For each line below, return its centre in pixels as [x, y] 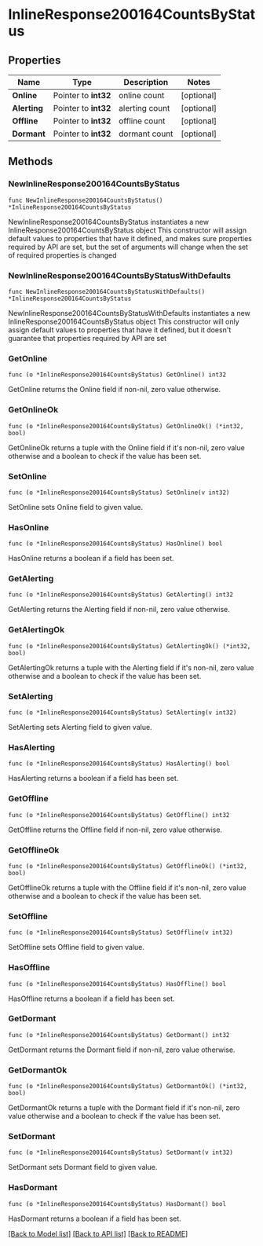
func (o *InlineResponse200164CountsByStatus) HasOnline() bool [115, 544]
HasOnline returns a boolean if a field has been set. [91, 559]
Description [146, 82]
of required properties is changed [62, 255]
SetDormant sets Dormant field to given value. [83, 1167]
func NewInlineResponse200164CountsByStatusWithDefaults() [107, 291]
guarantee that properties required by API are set [88, 338]
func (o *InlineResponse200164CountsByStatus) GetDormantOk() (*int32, [128, 1087]
